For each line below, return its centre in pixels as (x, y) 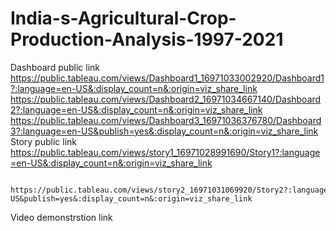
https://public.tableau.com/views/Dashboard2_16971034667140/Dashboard (166, 99)
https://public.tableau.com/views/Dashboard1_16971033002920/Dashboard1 (167, 78)
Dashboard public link (55, 67)
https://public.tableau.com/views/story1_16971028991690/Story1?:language (165, 152)
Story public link (43, 141)
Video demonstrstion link (61, 217)
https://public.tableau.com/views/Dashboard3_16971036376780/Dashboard (166, 120)
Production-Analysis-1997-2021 (147, 39)
